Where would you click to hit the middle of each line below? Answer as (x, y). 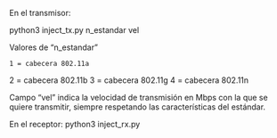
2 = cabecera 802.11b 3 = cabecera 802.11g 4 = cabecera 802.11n (129, 80)
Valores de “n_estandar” (54, 47)
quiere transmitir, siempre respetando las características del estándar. (137, 107)
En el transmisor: (40, 13)
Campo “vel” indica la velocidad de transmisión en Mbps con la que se (139, 97)
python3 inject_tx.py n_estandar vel (74, 30)
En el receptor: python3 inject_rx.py (75, 124)
